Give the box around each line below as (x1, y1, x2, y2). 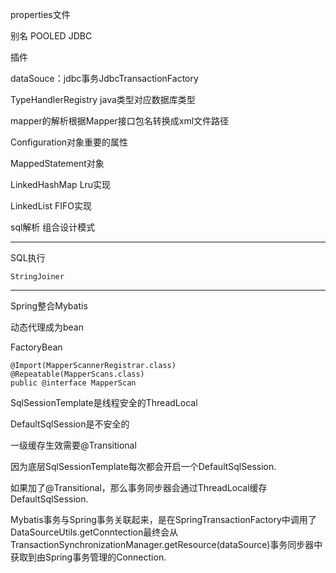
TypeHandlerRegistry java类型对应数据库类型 (10, 94, 196, 105)
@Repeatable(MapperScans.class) (10, 369, 145, 379)
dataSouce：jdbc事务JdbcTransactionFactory (10, 73, 199, 84)
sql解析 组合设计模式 (10, 221, 96, 233)
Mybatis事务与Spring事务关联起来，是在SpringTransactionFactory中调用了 (10, 514, 317, 525)
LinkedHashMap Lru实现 (10, 179, 112, 190)
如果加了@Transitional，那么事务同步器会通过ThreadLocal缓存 (10, 482, 268, 493)
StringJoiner (10, 272, 65, 282)
